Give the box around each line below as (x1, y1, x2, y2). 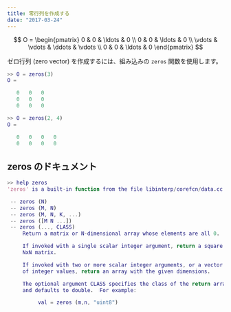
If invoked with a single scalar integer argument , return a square (22, 242, 223, 250)
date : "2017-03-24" (7, 17, 63, 23)
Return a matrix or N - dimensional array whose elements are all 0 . (22, 230, 220, 238)
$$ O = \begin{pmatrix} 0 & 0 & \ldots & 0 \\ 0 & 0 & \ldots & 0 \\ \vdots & (13, 35, 218, 43)
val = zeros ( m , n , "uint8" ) (37, 299, 118, 306)
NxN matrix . (22, 249, 57, 256)
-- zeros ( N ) (10, 198, 48, 205)
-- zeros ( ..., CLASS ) (10, 224, 76, 231)
